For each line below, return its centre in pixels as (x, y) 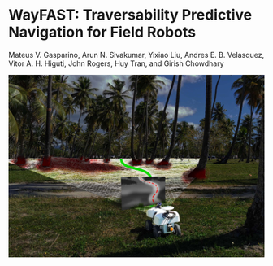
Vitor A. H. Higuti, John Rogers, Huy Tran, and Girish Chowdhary (117, 63)
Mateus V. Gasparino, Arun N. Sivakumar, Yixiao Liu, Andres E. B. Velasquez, (136, 55)
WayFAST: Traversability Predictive (130, 15)
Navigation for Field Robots (102, 32)
